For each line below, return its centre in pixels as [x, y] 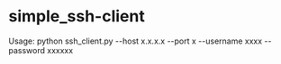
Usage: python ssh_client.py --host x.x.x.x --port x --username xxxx [136, 41]
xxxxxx [60, 50]
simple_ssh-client [77, 16]
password [27, 50]
